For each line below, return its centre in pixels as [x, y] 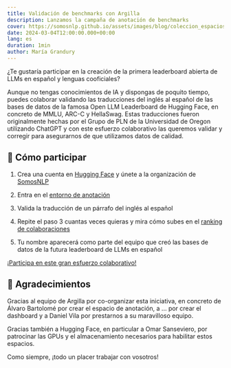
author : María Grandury [41, 52]
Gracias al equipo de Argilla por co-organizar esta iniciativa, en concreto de [114, 301]
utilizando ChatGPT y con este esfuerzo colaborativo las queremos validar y [115, 129]
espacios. [21, 343]
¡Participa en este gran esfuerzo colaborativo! [72, 263]
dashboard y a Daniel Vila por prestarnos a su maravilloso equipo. [100, 315]
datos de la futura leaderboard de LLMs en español [90, 249]
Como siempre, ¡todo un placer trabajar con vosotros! [83, 357]
